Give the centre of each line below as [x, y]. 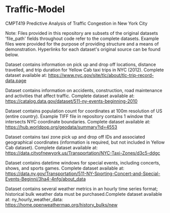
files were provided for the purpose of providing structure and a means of [82, 44]
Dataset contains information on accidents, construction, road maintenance [84, 90]
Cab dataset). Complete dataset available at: [51, 147]
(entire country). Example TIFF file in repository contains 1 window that [79, 116]
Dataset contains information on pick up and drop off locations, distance [81, 64]
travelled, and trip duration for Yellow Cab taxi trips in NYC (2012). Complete [85, 70]
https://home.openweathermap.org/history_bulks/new [61, 205]
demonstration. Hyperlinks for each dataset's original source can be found [83, 49]
